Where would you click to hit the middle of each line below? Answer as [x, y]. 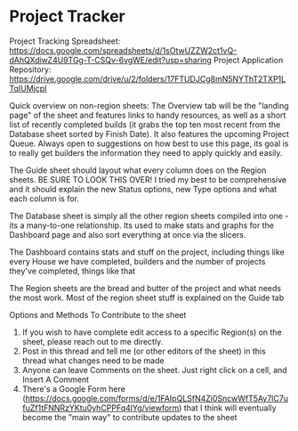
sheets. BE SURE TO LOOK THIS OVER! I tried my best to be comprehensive [148, 179]
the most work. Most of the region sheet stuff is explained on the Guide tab [147, 297]
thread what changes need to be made [93, 360]
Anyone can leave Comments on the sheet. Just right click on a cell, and [154, 370]
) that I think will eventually [228, 408]
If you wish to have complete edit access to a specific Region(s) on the [152, 332]
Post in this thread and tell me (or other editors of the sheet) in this [144, 351]
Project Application [248, 60]
